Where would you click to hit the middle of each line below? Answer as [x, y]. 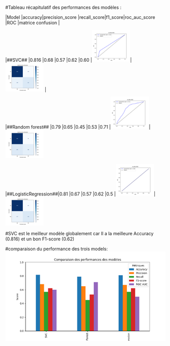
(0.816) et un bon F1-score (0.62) [40, 239]
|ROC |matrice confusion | [33, 23]
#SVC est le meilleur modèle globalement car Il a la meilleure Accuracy [79, 233]
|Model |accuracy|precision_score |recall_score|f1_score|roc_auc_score [80, 17]
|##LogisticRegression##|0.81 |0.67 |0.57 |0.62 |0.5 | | [80, 194]
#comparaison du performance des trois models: [56, 249]
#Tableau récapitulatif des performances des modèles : [63, 7]
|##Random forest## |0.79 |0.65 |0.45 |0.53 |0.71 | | [78, 127]
